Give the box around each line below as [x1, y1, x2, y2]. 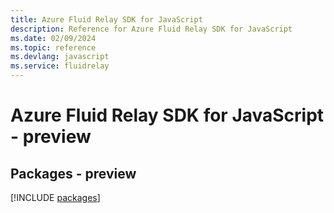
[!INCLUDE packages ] [10, 192, 101, 203]
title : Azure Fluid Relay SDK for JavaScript [10, 14, 203, 25]
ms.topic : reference [10, 42, 97, 53]
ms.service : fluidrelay [10, 61, 110, 71]
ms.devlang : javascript [10, 52, 110, 62]
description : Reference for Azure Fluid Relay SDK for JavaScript [10, 24, 293, 34]
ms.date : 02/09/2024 [10, 33, 97, 43]
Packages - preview [10, 165, 137, 182]
